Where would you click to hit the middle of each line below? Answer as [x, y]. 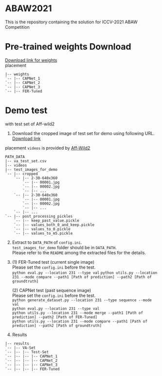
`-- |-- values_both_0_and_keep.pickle [54, 225]
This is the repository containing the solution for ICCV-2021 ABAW [71, 22]
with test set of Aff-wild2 [30, 124]
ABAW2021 [28, 9]
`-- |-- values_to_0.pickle [42, 229]
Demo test [26, 111]
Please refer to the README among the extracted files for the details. [79, 253]
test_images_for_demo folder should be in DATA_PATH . [64, 247]
